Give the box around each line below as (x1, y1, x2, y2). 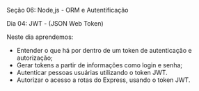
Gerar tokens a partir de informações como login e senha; (16, 61, 182, 69)
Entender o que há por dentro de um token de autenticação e (16, 47, 192, 54)
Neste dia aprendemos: (6, 33, 74, 41)
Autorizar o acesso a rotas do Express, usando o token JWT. (16, 76, 191, 84)
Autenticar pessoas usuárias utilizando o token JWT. (16, 69, 168, 76)
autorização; (16, 53, 53, 62)
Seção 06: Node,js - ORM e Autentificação (6, 6, 129, 14)
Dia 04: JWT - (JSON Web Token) (6, 19, 104, 27)
